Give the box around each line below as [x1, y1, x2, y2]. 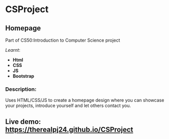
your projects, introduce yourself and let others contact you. [5, 102, 131, 109]
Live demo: [5, 117, 42, 126]
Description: [5, 85, 37, 92]
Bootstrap [12, 73, 35, 79]
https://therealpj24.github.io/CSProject [5, 125, 133, 134]
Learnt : [5, 47, 20, 53]
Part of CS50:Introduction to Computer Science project [5, 37, 120, 43]
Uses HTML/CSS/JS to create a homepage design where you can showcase [5, 97, 164, 103]
